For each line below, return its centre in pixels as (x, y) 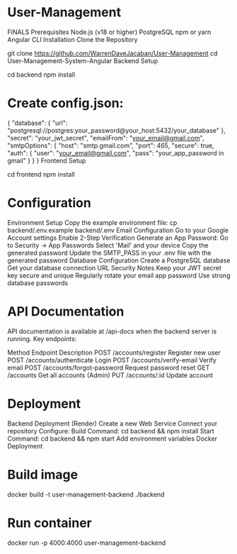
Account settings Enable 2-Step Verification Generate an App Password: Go (118, 238)
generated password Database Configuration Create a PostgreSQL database (119, 260)
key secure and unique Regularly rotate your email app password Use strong (119, 275)
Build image (43, 474)
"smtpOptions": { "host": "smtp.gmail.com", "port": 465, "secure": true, (111, 145)
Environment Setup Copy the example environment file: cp (92, 222)
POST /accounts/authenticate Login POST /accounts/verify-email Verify (112, 360)
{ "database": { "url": (37, 123)
